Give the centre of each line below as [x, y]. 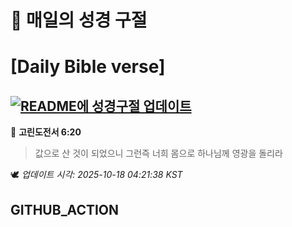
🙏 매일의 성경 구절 [79, 20]
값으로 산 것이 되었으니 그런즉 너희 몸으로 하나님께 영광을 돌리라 [158, 153]
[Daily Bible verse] [88, 67]
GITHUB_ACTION [65, 209]
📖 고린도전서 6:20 [46, 132]
